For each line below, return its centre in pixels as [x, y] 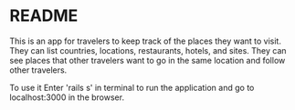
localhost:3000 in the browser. [67, 97]
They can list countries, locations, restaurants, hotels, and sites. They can [148, 50]
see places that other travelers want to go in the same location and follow [147, 60]
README [44, 16]
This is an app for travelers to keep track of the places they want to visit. [145, 41]
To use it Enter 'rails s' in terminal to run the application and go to [132, 87]
